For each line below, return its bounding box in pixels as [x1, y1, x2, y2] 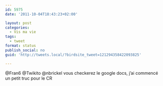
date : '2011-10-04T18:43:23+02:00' [5, 12, 78, 17]
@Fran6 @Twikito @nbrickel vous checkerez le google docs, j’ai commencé [5, 70, 159, 76]
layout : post [5, 21, 32, 25]
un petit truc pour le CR [5, 75, 53, 81]
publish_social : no [5, 47, 45, 53]
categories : [5, 25, 29, 30]
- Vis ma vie [9, 30, 36, 35]
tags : [5, 34, 16, 39]
